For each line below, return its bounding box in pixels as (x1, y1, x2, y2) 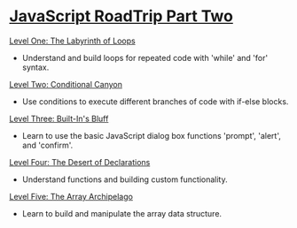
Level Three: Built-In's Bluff (9, 113, 109, 124)
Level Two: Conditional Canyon (9, 79, 122, 89)
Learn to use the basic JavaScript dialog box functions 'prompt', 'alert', (21, 130, 281, 141)
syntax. (21, 62, 50, 72)
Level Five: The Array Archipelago (9, 191, 133, 201)
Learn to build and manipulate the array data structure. (21, 208, 223, 218)
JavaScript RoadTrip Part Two (9, 6, 233, 27)
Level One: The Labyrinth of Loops (9, 35, 136, 46)
